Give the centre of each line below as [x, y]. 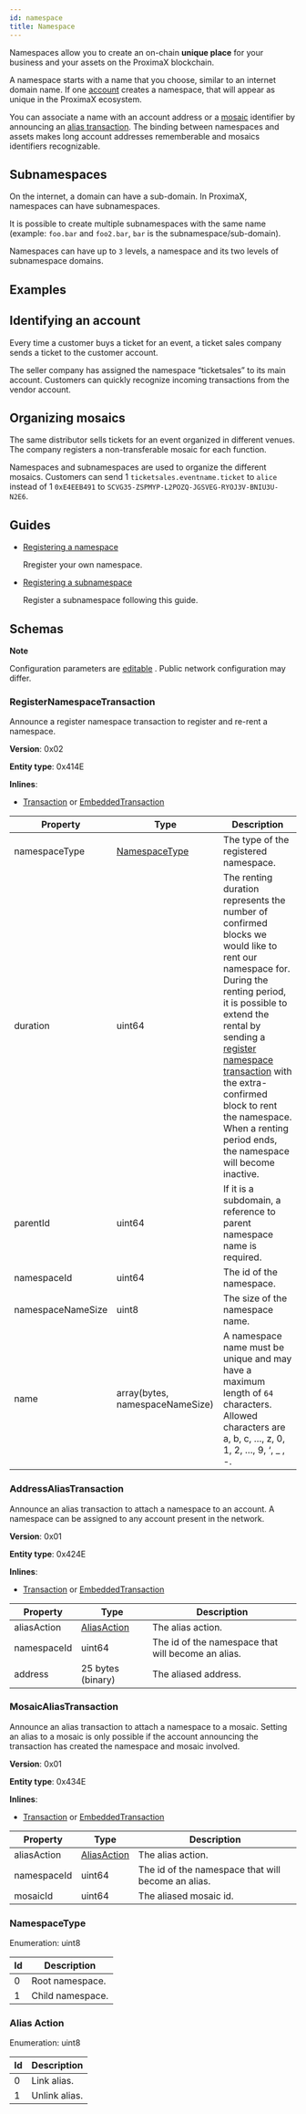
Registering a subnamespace [77, 583]
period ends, [250, 1140]
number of [245, 911]
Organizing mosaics [67, 417]
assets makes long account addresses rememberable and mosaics [135, 136]
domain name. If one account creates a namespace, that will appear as [143, 89]
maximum [244, 1381]
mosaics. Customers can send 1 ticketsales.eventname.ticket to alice [143, 477]
